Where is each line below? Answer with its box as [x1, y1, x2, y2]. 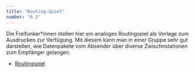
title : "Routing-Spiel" [6, 8, 65, 15]
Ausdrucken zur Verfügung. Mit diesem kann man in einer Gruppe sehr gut [6, 36, 188, 43]
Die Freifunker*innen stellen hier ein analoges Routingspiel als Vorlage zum [6, 30, 189, 37]
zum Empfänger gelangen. [6, 48, 71, 55]
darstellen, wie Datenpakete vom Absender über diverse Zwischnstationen [6, 42, 188, 50]
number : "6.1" [6, 14, 41, 20]
